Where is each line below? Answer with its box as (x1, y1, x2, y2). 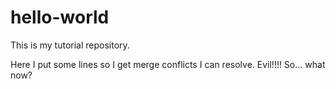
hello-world (10, 6, 110, 29)
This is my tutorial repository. (10, 39, 130, 51)
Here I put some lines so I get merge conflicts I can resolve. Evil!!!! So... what (10, 58, 326, 70)
